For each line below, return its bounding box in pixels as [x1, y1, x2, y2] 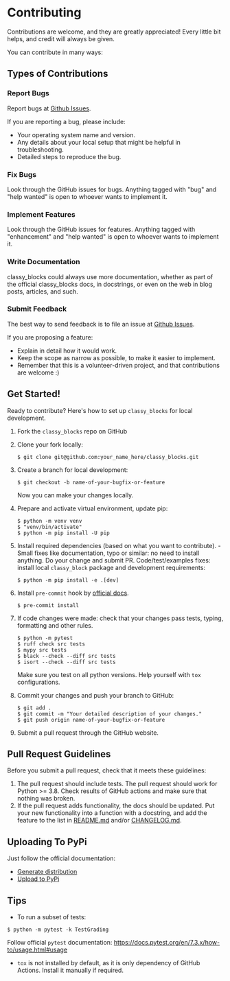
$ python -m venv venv [16, 517, 82, 524]
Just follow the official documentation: [7, 854, 115, 862]
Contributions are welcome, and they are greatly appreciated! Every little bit [7, 27, 221, 36]
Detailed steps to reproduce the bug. [16, 152, 122, 161]
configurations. [16, 678, 60, 686]
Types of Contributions [7, 68, 108, 80]
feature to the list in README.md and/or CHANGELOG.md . [16, 816, 182, 825]
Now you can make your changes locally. [16, 490, 134, 499]
